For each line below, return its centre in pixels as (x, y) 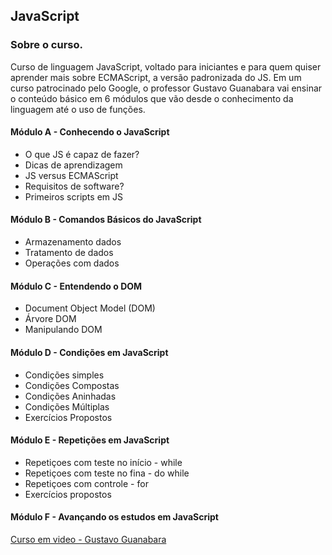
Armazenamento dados (73, 242)
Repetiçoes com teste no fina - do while (107, 473)
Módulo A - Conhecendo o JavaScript (90, 132)
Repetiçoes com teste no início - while (103, 462)
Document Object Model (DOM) (90, 308)
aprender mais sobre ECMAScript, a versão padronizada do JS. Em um (156, 77)
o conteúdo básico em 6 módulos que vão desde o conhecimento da (152, 98)
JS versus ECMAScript (71, 175)
